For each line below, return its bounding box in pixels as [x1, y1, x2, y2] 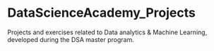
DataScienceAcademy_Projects [7, 5, 196, 21]
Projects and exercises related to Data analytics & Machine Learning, [7, 28, 208, 36]
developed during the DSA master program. [7, 35, 134, 43]
